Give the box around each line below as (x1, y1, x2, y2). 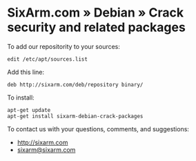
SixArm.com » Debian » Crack (7, 5, 184, 21)
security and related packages (7, 19, 186, 35)
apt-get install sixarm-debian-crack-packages (7, 113, 144, 120)
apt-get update (7, 106, 51, 113)
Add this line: (7, 68, 45, 76)
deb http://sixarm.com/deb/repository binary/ (7, 81, 144, 88)
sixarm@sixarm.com (17, 145, 76, 153)
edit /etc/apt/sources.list (7, 55, 88, 63)
